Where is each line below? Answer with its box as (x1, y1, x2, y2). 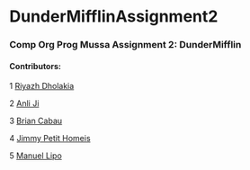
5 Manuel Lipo (9, 150, 63, 161)
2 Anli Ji (9, 98, 40, 109)
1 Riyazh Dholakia (9, 81, 75, 92)
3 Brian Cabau (9, 115, 63, 127)
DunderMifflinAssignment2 (9, 6, 219, 27)
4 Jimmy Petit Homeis (9, 133, 92, 144)
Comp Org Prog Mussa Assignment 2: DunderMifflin (9, 39, 242, 51)
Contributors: (9, 60, 61, 71)
